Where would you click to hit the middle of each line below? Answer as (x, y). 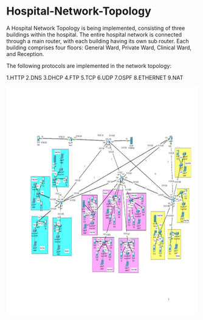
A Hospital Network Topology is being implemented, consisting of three (96, 28)
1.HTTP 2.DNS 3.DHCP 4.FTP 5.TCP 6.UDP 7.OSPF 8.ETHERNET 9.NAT (95, 77)
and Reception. (25, 54)
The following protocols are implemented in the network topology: (89, 66)
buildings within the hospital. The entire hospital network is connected (94, 34)
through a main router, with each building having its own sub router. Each (98, 41)
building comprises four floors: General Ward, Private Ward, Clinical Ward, (99, 48)
